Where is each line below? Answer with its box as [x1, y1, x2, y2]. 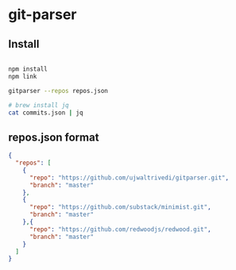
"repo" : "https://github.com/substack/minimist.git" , [29, 203, 212, 211]
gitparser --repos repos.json [8, 87, 109, 94]
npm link [8, 72, 37, 80]
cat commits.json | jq [8, 109, 83, 117]
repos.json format [8, 130, 99, 144]
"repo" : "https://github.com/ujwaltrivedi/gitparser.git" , [29, 173, 229, 182]
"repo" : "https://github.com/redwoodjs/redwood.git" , [29, 225, 212, 233]
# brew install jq [8, 101, 69, 109]
